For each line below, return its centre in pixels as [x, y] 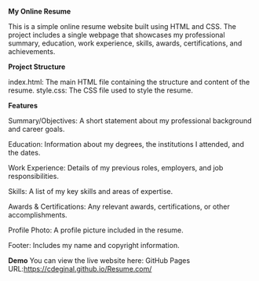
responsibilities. [33, 176]
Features [23, 106]
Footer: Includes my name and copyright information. [94, 245]
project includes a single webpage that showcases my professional [117, 35]
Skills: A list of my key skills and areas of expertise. [91, 191]
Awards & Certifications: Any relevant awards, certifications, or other [119, 206]
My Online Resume [40, 11]
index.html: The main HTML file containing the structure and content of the [129, 82]
